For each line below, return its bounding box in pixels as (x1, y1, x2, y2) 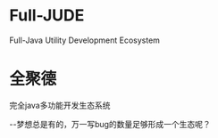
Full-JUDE (9, 5, 85, 26)
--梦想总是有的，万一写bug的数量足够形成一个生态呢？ (9, 118, 212, 129)
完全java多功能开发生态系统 (9, 100, 111, 110)
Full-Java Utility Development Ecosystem (9, 35, 161, 45)
